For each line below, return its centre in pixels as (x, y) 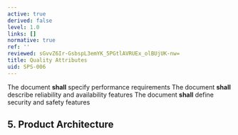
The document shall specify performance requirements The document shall (119, 87)
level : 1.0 (24, 27)
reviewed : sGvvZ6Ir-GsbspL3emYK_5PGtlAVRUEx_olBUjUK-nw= (94, 54)
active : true (27, 14)
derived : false (30, 21)
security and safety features (49, 102)
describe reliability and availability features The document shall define (111, 94)
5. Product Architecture (61, 125)
